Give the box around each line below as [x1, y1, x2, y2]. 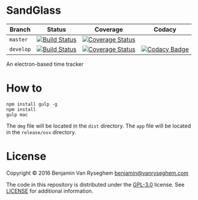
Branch [9, 25, 31, 34]
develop [9, 46, 31, 53]
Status [47, 25, 67, 34]
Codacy [154, 25, 177, 34]
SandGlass [6, 4, 61, 17]
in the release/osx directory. [6, 128, 77, 135]
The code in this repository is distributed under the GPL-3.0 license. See [6, 181, 185, 188]
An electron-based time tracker [6, 60, 84, 68]
